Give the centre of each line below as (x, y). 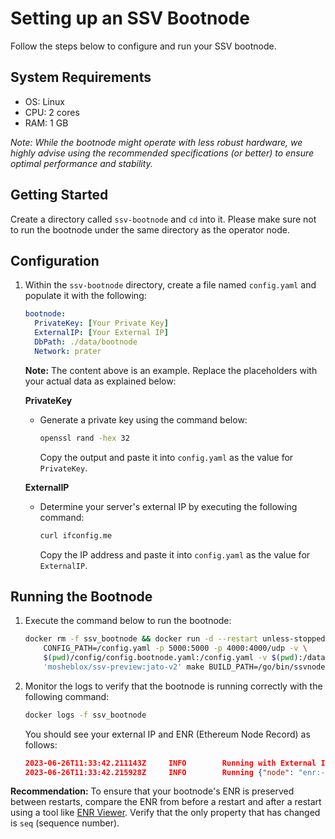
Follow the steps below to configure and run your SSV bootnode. (143, 46)
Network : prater (68, 351)
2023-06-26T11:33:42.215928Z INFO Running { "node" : (159, 772)
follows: (41, 744)
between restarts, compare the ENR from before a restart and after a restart (166, 802)
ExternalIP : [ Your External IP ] (101, 333)
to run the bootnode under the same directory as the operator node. (150, 229)
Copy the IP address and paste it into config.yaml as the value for (175, 554)
